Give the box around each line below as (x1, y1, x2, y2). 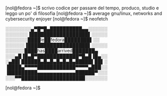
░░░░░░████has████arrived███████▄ (5, 48, 99, 53)
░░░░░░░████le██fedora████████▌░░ (5, 36, 100, 43)
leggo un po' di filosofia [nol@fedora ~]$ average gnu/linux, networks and (5, 10, 162, 16)
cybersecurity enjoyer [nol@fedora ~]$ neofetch (5, 16, 108, 22)
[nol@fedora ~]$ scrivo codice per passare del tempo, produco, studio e (5, 5, 159, 11)
